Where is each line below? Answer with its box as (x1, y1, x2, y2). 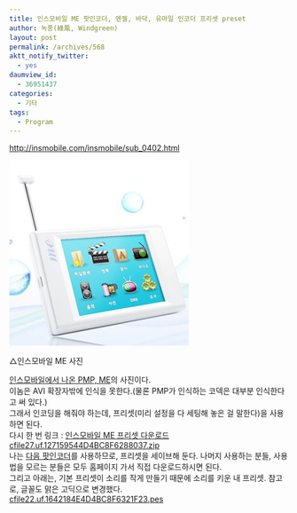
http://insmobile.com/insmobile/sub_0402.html (9, 143, 180, 154)
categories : (9, 89, 53, 98)
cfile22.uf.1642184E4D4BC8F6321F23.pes (9, 493, 164, 505)
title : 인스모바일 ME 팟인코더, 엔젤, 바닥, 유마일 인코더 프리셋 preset (9, 14, 246, 23)
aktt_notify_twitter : (9, 51, 90, 61)
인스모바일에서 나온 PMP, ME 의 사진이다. (9, 375, 152, 385)
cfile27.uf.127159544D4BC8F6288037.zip (9, 440, 160, 451)
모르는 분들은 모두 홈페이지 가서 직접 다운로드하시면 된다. (25, 462, 223, 472)
